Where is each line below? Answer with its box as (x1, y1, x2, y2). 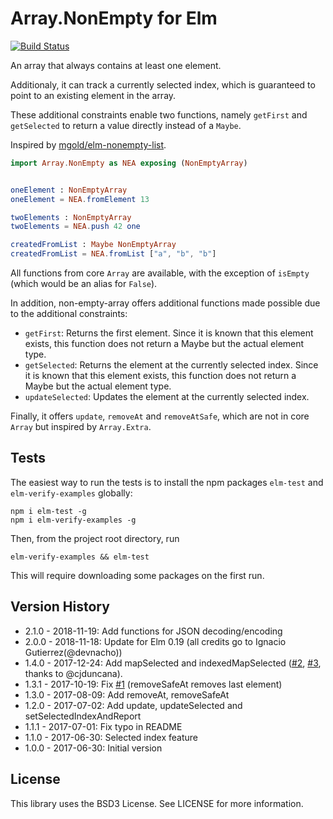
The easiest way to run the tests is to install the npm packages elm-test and (10, 476, 324, 488)
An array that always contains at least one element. (10, 59, 222, 71)
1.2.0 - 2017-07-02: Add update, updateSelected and (24, 699, 243, 711)
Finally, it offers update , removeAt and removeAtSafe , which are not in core (10, 410, 310, 422)
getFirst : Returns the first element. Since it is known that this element (24, 327, 314, 339)
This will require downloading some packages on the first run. (10, 569, 265, 581)
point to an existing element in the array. (10, 89, 177, 101)
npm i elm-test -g (10, 506, 87, 516)
